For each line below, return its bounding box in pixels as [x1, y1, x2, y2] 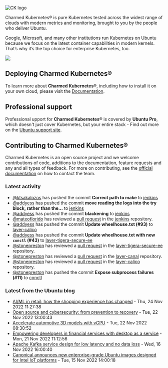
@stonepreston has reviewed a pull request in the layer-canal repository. [12, 253, 162, 259]
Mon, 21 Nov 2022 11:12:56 [12, 336, 67, 342]
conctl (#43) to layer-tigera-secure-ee [12, 237, 92, 243]
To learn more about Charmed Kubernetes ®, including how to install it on [5, 83, 156, 89]
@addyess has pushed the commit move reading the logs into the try [12, 200, 157, 206]
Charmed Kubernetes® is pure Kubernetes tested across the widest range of [5, 15, 163, 20]
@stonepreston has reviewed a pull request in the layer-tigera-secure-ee [12, 242, 163, 249]
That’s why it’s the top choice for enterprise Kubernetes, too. [5, 46, 130, 51]
